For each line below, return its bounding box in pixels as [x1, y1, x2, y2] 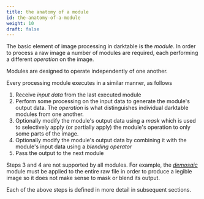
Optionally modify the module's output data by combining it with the [15, 137, 187, 144]
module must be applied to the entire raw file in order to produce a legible [6, 168, 192, 175]
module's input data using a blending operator [15, 143, 132, 150]
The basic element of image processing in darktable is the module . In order [6, 43, 196, 50]
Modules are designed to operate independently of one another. [6, 68, 168, 75]
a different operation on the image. [6, 56, 94, 63]
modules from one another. [15, 110, 84, 118]
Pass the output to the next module [15, 150, 104, 157]
